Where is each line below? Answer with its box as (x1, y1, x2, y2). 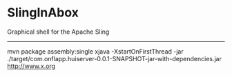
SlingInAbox (7, 5, 79, 21)
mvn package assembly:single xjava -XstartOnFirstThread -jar (7, 47, 184, 56)
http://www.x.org (7, 62, 56, 70)
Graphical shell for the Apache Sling (7, 27, 110, 36)
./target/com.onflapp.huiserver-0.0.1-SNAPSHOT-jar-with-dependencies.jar (7, 54, 222, 63)
